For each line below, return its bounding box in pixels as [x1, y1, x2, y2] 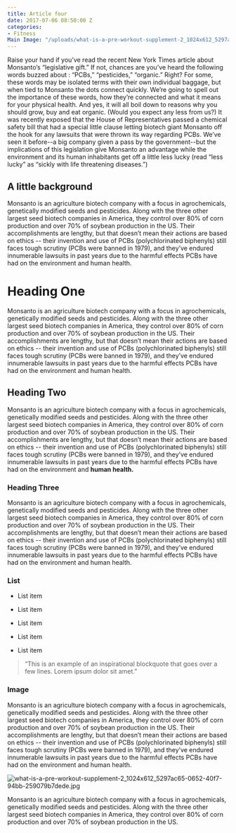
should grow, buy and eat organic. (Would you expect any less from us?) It [7, 108, 223, 117]
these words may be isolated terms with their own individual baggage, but [7, 78, 221, 86]
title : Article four [7, 10, 68, 18]
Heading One [7, 284, 86, 299]
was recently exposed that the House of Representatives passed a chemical [7, 115, 228, 124]
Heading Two [7, 387, 67, 399]
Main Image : [7, 37, 42, 44]
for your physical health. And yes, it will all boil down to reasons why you [7, 100, 218, 109]
